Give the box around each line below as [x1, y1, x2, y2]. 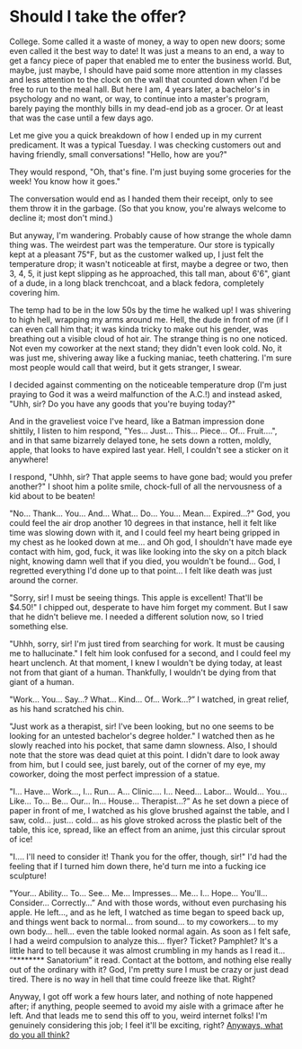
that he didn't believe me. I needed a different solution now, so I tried [9, 611, 263, 622]
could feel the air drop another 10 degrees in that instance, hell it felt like [9, 517, 277, 528]
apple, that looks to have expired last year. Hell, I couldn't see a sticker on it [9, 444, 289, 455]
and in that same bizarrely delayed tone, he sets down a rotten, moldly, [9, 434, 271, 446]
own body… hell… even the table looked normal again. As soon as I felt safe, [9, 926, 291, 937]
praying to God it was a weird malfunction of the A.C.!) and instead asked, [9, 388, 283, 399]
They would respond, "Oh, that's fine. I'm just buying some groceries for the [9, 166, 292, 177]
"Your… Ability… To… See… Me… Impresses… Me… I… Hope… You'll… [9, 887, 268, 898]
